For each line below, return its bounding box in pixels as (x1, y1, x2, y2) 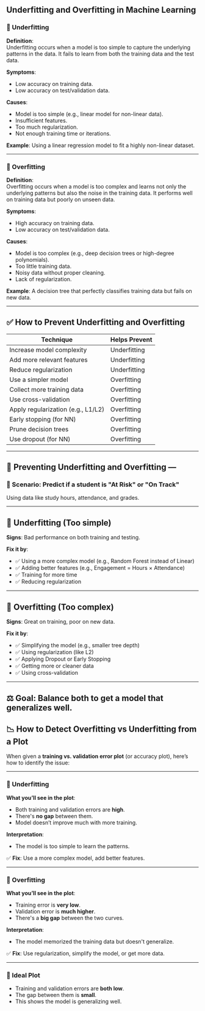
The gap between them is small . (15, 991, 96, 999)
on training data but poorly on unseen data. (6, 195, 115, 203)
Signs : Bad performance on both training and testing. (6, 534, 140, 541)
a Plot (6, 736, 29, 747)
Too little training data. (15, 262, 72, 270)
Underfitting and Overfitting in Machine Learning (6, 5, 196, 15)
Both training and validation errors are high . (15, 805, 125, 813)
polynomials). (15, 256, 50, 263)
